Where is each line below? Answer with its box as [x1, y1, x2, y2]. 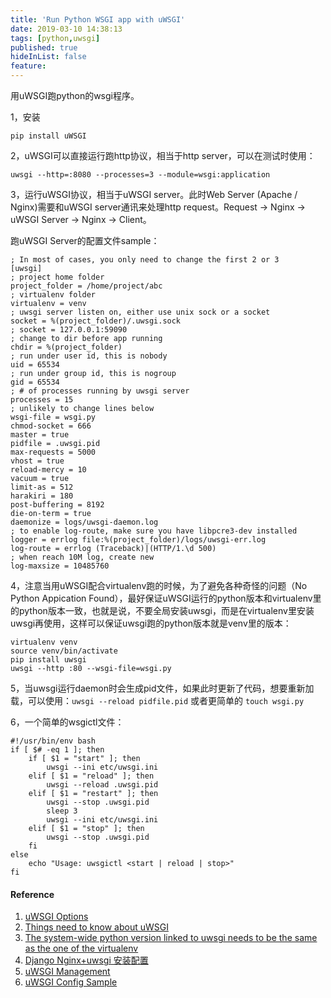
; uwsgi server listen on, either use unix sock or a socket [10, 307, 271, 317]
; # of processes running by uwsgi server [10, 386, 190, 396]
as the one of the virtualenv [24, 942, 139, 955]
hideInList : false [10, 52, 87, 62]
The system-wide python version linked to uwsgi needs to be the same [24, 932, 318, 944]
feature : [10, 61, 47, 71]
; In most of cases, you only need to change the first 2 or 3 [10, 255, 280, 265]
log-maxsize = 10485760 [10, 561, 110, 571]
